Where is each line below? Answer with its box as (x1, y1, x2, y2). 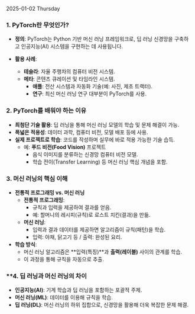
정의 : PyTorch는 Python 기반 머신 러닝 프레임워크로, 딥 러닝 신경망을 (14, 36, 173, 43)
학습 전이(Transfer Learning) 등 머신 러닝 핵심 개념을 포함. (32, 158, 168, 165)
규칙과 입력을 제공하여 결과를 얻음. (32, 204, 112, 211)
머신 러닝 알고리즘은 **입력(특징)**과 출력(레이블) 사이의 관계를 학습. (23, 248, 182, 255)
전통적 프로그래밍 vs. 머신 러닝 (14, 189, 85, 196)
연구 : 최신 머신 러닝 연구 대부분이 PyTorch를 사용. (32, 90, 147, 97)
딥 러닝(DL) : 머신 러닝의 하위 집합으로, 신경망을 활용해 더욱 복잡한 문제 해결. (14, 302, 189, 309)
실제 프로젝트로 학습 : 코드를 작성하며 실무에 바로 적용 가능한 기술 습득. (14, 136, 175, 143)
